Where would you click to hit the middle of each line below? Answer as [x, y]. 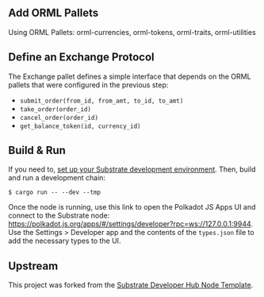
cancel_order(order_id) [59, 118]
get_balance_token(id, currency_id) [80, 126]
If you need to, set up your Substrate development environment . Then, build [132, 169]
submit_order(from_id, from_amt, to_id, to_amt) [101, 101]
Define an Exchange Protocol [81, 58]
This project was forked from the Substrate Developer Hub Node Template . [131, 285]
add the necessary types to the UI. [65, 241]
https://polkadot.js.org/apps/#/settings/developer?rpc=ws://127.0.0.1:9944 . [131, 224]
